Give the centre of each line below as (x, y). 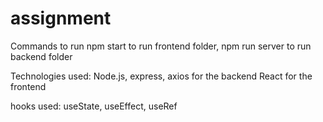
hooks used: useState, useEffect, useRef (94, 106)
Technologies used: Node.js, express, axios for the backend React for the (161, 76)
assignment (61, 18)
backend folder (41, 56)
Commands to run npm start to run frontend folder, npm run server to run (161, 46)
